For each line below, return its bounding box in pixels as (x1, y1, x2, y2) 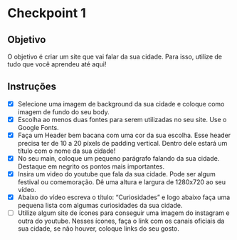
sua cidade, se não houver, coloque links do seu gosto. (17, 224, 179, 233)
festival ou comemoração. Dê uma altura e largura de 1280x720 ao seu (17, 178, 226, 186)
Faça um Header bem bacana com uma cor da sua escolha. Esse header (17, 131, 231, 139)
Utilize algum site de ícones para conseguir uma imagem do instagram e (17, 209, 230, 217)
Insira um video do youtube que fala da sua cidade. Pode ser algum (17, 170, 216, 179)
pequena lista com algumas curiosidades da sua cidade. (17, 201, 183, 210)
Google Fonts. (17, 123, 59, 131)
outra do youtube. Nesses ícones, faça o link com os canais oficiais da (17, 216, 225, 226)
